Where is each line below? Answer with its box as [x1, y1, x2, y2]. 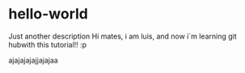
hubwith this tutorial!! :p [8, 39, 87, 49]
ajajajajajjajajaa [8, 55, 58, 65]
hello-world [8, 5, 89, 23]
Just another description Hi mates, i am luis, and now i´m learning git [8, 31, 237, 41]
